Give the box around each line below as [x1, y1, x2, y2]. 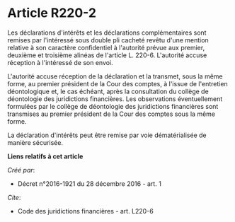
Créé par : [7, 165, 35, 174]
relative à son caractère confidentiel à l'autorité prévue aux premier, [7, 43, 205, 52]
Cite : [7, 193, 21, 201]
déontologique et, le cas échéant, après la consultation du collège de [7, 87, 209, 95]
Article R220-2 [7, 5, 97, 21]
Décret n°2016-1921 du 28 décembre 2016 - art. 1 [17, 179, 161, 188]
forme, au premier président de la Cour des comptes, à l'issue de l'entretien [7, 79, 228, 88]
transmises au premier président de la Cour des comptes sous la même [7, 110, 216, 118]
